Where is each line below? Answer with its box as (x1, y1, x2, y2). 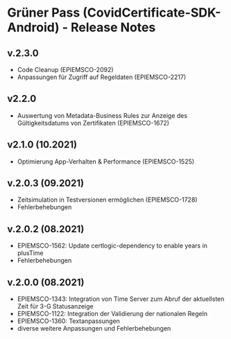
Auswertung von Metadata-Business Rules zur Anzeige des (17, 111, 188, 119)
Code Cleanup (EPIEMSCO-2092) (17, 66, 114, 73)
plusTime (17, 249, 44, 257)
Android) (7, 19, 60, 35)
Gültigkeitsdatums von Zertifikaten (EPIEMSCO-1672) (17, 119, 170, 127)
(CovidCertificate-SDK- (83, 5, 221, 21)
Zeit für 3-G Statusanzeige (17, 302, 94, 311)
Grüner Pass (7, 5, 80, 21)
